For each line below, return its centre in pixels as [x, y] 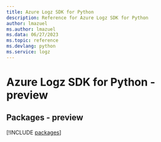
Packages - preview [45, 118]
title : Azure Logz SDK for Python [50, 12]
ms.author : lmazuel [31, 29]
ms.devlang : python [31, 47]
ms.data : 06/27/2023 [33, 35]
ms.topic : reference [33, 40]
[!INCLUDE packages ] [34, 132]
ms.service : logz [28, 52]
